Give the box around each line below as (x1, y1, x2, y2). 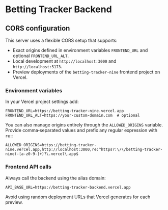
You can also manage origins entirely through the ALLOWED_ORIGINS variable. (5, 122, 163, 128)
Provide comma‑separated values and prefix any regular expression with (5, 127, 158, 134)
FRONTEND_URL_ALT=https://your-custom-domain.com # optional (5, 113, 140, 118)
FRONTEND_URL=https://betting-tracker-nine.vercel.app (5, 109, 124, 114)
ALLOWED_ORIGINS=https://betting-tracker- (5, 143, 97, 148)
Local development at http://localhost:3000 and (12, 58, 117, 64)
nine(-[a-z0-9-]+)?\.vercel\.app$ (5, 151, 79, 156)
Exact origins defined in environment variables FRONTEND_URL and (12, 47, 148, 53)
